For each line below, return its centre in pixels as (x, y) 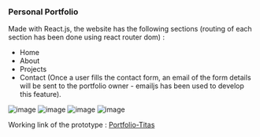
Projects (33, 69)
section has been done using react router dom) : (87, 37)
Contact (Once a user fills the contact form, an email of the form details (135, 78)
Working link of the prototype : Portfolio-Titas (82, 125)
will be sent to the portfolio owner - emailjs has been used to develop (132, 86)
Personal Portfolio (43, 12)
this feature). (40, 94)
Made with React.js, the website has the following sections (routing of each (130, 29)
